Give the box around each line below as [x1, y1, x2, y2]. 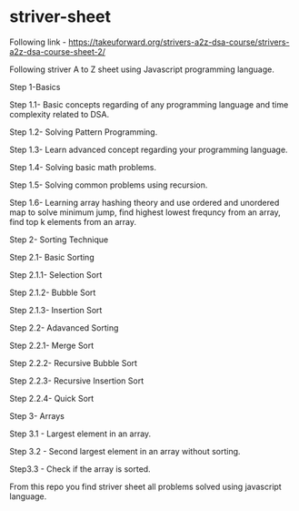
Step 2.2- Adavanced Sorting [9, 322, 119, 333]
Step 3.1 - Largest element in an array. [9, 428, 152, 439]
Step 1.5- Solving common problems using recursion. [9, 179, 208, 190]
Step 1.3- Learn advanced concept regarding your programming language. [9, 144, 288, 155]
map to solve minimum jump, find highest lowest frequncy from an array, [9, 207, 282, 218]
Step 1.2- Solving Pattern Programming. [9, 126, 158, 138]
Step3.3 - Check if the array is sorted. [9, 463, 152, 475]
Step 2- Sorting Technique [9, 234, 109, 245]
